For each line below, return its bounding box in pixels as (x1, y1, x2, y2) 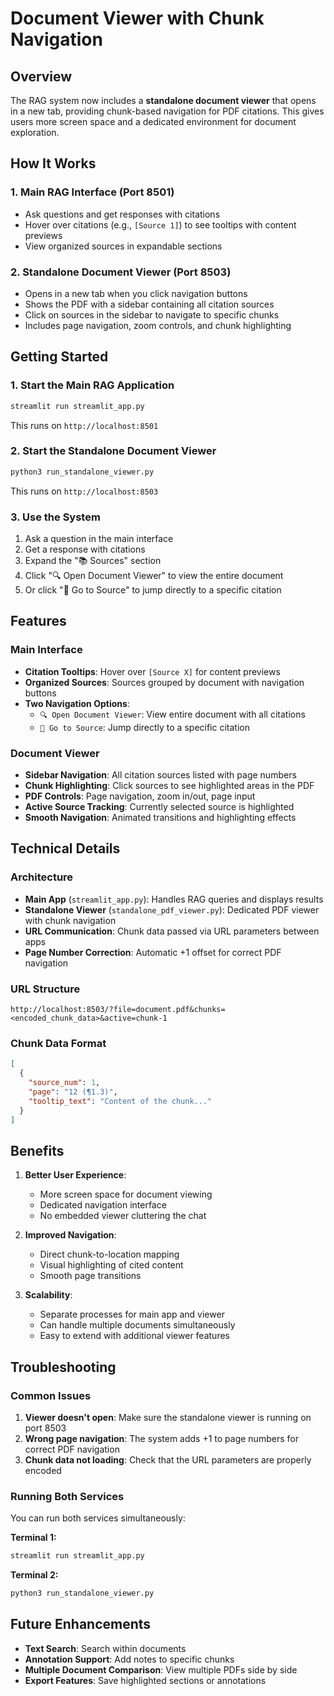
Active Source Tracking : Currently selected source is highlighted (24, 801, 295, 812)
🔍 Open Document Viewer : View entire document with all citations (39, 708, 306, 720)
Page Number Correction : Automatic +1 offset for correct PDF (24, 946, 282, 958)
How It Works (10, 155, 97, 172)
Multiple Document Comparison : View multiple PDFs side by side (24, 1663, 298, 1676)
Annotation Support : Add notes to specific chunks (24, 1653, 235, 1665)
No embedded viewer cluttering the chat (39, 1210, 207, 1222)
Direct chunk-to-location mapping (39, 1248, 180, 1261)
